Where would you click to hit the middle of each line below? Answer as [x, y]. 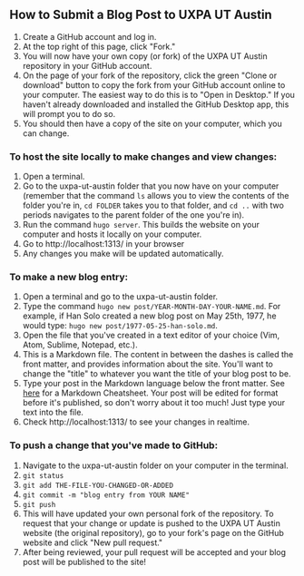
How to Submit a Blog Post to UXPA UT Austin [141, 15]
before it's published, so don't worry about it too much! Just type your [154, 403]
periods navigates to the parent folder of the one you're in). [133, 215]
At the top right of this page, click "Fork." [99, 46]
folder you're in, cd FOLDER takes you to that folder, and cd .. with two [153, 205]
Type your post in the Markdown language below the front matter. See [154, 384]
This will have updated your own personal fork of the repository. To [148, 513]
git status [43, 475]
